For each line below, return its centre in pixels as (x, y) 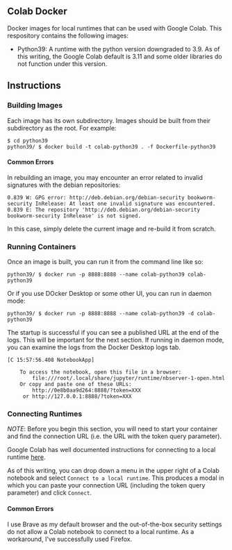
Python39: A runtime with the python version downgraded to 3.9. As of (118, 49)
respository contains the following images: (68, 35)
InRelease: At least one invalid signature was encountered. (125, 203)
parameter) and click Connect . (50, 493)
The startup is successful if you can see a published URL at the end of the (113, 332)
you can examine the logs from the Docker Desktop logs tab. (94, 347)
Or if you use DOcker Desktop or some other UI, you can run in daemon (109, 293)
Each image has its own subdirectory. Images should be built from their (109, 120)
